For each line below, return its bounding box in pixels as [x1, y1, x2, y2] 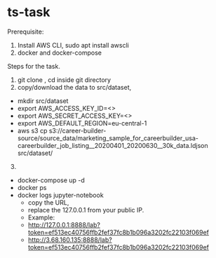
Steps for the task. [7, 62, 61, 70]
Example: [27, 213, 55, 222]
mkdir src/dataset [17, 96, 69, 105]
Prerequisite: [7, 27, 44, 36]
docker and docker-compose [17, 48, 102, 57]
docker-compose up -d [17, 176, 86, 184]
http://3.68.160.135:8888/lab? [27, 236, 112, 244]
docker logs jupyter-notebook [17, 191, 104, 199]
